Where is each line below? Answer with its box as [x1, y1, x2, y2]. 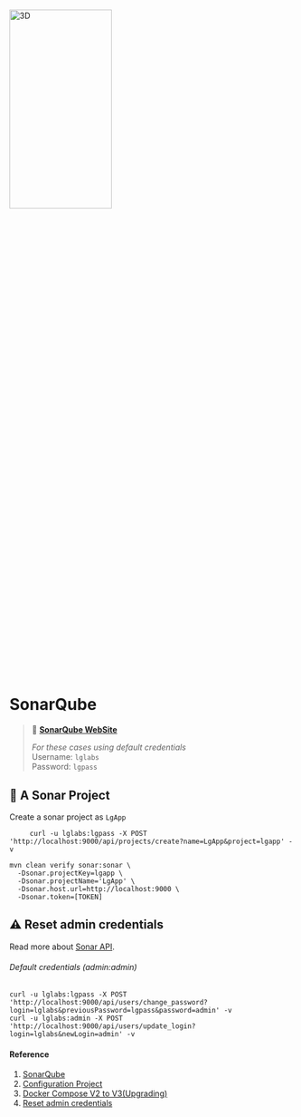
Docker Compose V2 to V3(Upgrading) [22, 1088, 168, 1099]
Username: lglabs [31, 752, 99, 762]
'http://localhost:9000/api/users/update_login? [9, 1021, 196, 1031]
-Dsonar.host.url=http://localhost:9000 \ [17, 884, 180, 893]
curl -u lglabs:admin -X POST [9, 1014, 124, 1023]
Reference [9, 1048, 50, 1060]
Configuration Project [22, 1079, 103, 1090]
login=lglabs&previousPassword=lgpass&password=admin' [9, 1005, 221, 1015]
